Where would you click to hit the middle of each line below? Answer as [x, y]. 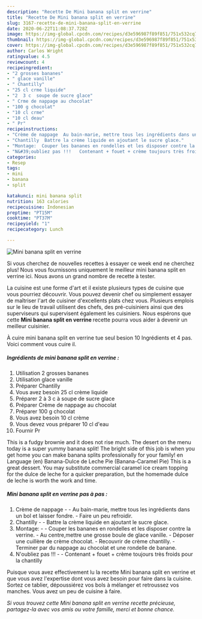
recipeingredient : [30, 68]
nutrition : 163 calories [38, 201]
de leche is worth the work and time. [52, 480]
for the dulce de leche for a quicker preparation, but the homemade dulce [98, 474]
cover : [15, 46]
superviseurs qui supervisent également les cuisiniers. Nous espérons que [99, 313]
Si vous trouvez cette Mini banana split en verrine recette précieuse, [91, 603]
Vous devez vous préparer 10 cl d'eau [62, 424]
